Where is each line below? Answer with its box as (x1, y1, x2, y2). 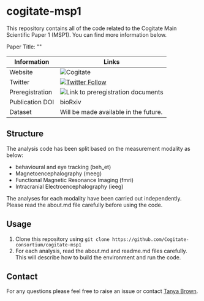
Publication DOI (9, 97, 55, 106)
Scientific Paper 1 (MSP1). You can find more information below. (6, 31, 167, 38)
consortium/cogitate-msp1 (15, 242, 81, 248)
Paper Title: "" (6, 43, 42, 50)
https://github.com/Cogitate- (112, 236, 189, 243)
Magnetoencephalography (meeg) (15, 170, 102, 177)
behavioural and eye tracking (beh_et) (15, 163, 111, 170)
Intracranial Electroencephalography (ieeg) (15, 183, 124, 190)
